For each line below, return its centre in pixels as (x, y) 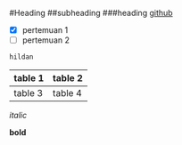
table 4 (67, 93)
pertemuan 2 (45, 40)
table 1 (29, 78)
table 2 (67, 78)
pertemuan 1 (45, 30)
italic (18, 116)
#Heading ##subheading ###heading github (91, 13)
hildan (21, 57)
